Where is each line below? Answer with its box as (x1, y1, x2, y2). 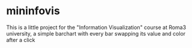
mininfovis (6, 4, 60, 18)
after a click (6, 36, 35, 43)
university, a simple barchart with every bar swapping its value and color (6, 30, 186, 37)
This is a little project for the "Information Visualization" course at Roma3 (6, 24, 187, 31)
